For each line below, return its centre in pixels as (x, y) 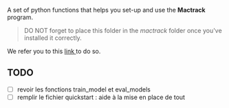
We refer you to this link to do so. (54, 51)
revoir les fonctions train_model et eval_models (84, 89)
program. (20, 17)
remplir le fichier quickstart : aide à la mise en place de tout (101, 97)
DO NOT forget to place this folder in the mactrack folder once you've (123, 31)
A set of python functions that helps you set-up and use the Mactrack (106, 10)
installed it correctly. (53, 38)
